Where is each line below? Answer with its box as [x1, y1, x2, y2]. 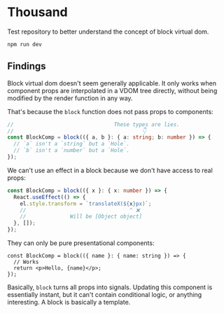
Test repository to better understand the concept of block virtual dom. [7, 27, 209, 36]
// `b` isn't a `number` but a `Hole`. [13, 147, 130, 154]
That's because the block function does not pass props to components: [7, 107, 213, 116]
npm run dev [7, 41, 42, 48]
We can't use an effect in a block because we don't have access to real [7, 166, 213, 174]
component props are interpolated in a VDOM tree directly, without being [7, 86, 218, 95]
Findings [7, 60, 47, 72]
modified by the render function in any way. [7, 94, 133, 102]
